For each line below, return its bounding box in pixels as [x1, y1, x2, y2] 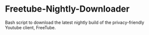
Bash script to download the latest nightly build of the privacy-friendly [5, 19, 144, 25]
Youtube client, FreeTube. [5, 24, 56, 30]
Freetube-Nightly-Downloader [5, 3, 130, 15]
